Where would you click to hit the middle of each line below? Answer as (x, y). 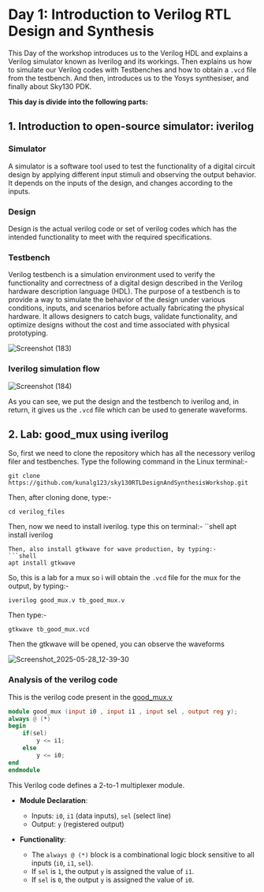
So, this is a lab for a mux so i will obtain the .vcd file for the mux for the (125, 578)
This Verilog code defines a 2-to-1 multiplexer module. (97, 785)
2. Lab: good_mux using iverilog (89, 434)
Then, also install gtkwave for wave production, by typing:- (112, 550)
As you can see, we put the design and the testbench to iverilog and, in (123, 401)
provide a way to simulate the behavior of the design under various (117, 300)
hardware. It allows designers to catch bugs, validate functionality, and (123, 316)
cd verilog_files (37, 512)
